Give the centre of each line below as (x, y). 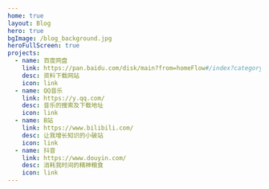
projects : (24, 53)
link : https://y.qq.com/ (63, 98)
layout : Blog (29, 23)
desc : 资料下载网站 (51, 76)
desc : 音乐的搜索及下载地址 (63, 105)
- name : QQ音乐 (39, 90)
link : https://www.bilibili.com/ (78, 128)
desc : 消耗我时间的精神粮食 (63, 166)
